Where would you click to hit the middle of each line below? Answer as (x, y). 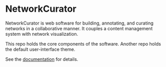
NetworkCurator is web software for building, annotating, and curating (79, 23)
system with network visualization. (42, 34)
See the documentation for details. (42, 59)
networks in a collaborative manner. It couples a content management (79, 28)
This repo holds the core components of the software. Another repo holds (83, 43)
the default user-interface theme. (40, 49)
